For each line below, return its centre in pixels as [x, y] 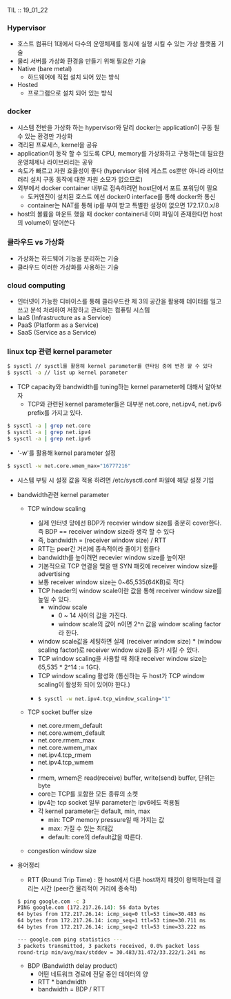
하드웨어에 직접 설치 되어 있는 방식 [73, 77]
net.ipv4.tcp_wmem [66, 762]
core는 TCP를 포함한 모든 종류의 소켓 [88, 794]
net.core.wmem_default [71, 733]
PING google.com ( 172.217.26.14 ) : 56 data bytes [88, 908]
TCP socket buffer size [60, 712]
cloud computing [36, 285]
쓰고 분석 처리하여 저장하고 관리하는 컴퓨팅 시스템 [83, 310]
